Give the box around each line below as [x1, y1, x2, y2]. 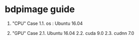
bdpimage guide [5, 4, 75, 15]
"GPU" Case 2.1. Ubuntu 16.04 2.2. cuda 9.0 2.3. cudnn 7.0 [12, 30, 134, 36]
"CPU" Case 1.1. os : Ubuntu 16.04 [12, 20, 83, 26]
